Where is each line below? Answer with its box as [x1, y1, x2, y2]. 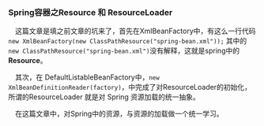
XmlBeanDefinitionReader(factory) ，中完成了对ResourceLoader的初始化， [8, 83, 251, 92]
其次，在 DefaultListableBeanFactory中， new [15, 72, 160, 82]
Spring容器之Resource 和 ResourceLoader [8, 6, 173, 17]
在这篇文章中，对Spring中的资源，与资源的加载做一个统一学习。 [15, 109, 224, 119]
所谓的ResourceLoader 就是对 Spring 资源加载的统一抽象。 [8, 92, 200, 102]
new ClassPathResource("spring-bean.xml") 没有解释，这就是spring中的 [8, 46, 239, 56]
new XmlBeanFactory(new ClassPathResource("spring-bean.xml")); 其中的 [8, 36, 247, 46]
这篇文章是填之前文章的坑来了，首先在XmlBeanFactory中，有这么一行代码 [15, 26, 256, 36]
